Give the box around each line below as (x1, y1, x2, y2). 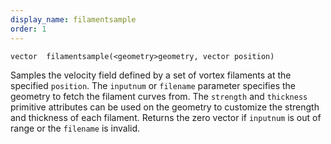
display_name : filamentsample (10, 14, 137, 25)
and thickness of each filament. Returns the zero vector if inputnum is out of (10, 111, 322, 123)
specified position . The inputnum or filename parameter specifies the (10, 79, 297, 91)
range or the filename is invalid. (10, 122, 141, 134)
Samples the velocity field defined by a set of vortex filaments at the (10, 69, 292, 81)
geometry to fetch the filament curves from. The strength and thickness (10, 90, 308, 102)
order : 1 (10, 24, 47, 34)
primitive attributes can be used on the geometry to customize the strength (10, 101, 320, 113)
